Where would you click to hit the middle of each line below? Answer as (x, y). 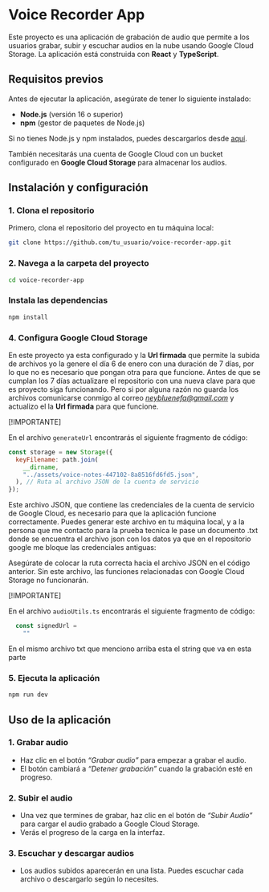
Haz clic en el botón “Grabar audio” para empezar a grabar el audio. (133, 760)
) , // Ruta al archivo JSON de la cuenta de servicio (107, 482)
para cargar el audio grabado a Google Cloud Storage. (110, 824)
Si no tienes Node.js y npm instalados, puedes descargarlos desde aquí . (128, 138)
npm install (28, 317)
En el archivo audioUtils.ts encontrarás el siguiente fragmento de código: (132, 611)
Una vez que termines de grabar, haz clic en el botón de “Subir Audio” (136, 816)
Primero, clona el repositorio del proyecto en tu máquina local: (111, 228)
